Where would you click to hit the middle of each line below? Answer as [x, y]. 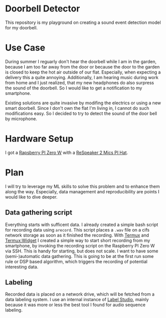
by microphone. [21, 119]
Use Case [25, 48]
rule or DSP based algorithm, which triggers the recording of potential [76, 261]
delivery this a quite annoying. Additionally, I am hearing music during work [82, 77]
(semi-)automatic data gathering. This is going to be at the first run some [80, 256]
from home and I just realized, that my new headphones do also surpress [80, 82]
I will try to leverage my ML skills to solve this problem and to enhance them [83, 186]
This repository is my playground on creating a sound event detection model [83, 22]
